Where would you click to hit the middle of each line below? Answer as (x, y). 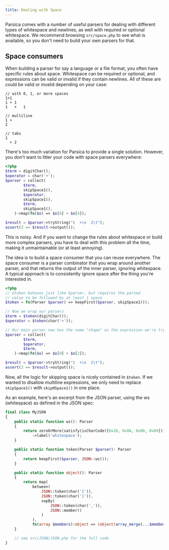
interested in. (19, 279)
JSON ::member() (66, 510)
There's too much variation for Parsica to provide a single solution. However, (84, 152)
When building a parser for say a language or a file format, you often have (82, 68)
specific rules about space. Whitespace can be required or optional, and (80, 74)
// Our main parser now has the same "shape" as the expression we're (81, 330)
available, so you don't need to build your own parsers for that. (70, 40)
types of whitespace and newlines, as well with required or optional (75, 30)
